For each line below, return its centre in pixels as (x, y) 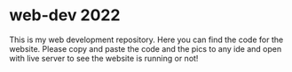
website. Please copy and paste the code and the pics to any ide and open (146, 48)
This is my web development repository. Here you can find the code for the (146, 40)
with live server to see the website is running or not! (104, 58)
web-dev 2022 (65, 15)
